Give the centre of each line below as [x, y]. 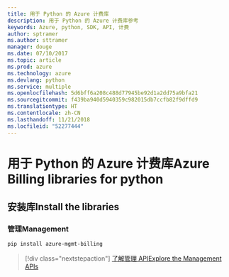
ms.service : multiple [39, 87]
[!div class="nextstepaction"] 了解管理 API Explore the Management [123, 259]
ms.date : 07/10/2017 [38, 54]
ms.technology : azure [39, 73]
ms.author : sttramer [38, 40]
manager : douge [30, 47]
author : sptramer [33, 34]
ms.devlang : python [36, 80]
